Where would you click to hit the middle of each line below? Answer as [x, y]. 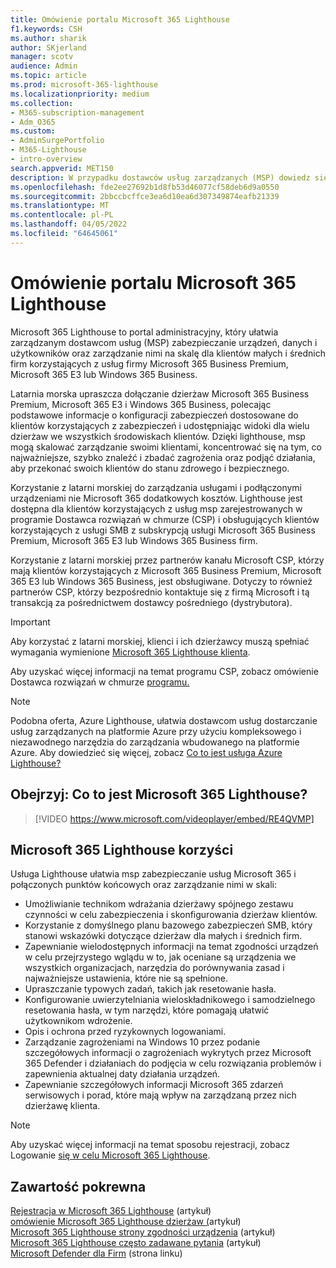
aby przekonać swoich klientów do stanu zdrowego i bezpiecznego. [150, 468]
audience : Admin [44, 66]
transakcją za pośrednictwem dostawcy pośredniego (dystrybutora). [151, 602]
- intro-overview [46, 159]
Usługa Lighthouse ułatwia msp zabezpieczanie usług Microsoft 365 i [153, 874]
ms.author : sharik [48, 38]
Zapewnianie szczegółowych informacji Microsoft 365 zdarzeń [154, 1085]
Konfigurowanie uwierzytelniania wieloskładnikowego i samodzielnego [170, 1000]
